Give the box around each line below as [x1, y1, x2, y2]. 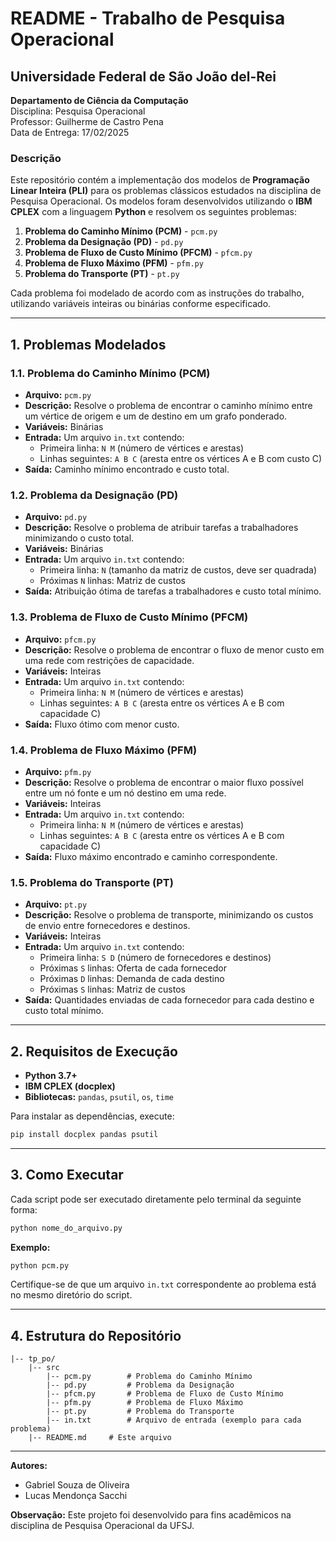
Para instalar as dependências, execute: [10, 1110, 175, 1122]
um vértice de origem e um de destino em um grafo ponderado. [24, 410, 288, 422]
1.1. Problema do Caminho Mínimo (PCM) [10, 366, 211, 380]
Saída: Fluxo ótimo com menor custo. [24, 718, 180, 730]
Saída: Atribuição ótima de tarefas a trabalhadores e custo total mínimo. [24, 585, 322, 597]
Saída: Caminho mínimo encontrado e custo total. [24, 463, 230, 475]
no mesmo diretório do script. [10, 1289, 133, 1301]
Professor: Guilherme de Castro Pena [10, 116, 164, 127]
